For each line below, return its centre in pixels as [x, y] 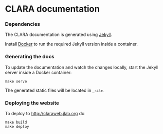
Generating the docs [30, 57]
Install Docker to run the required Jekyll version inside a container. [71, 44]
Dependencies [23, 24]
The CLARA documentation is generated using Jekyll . [59, 34]
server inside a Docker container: [38, 72]
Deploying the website [32, 103]
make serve [16, 81]
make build [16, 122]
